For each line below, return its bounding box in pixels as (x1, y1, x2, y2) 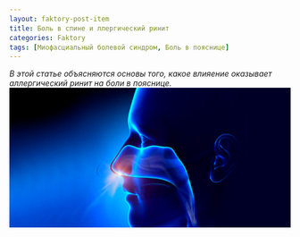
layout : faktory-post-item (9, 14, 110, 23)
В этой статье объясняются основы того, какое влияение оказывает (9, 68, 272, 80)
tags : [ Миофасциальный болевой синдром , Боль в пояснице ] (9, 43, 229, 52)
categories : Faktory (9, 33, 87, 42)
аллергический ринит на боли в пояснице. (9, 78, 172, 89)
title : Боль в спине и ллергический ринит (9, 23, 170, 33)
